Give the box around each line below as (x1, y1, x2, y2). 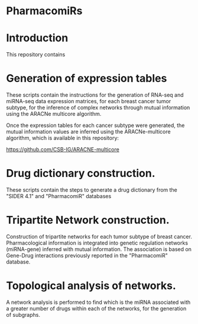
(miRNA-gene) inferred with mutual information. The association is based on (6, 245, 192, 253)
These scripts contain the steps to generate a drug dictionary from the (6, 186, 177, 193)
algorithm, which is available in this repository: (6, 135, 119, 142)
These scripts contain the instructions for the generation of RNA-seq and (6, 91, 184, 99)
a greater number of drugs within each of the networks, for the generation (6, 304, 187, 312)
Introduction (6, 31, 69, 45)
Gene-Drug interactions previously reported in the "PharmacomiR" (6, 252, 168, 259)
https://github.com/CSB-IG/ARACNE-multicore (6, 146, 119, 153)
